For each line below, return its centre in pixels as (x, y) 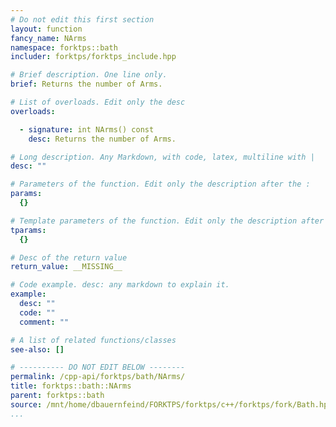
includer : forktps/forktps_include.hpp (93, 57)
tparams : (28, 230)
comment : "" (44, 322)
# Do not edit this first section (82, 19)
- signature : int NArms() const (87, 129)
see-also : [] (37, 349)
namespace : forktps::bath (64, 47)
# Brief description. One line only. (89, 75)
